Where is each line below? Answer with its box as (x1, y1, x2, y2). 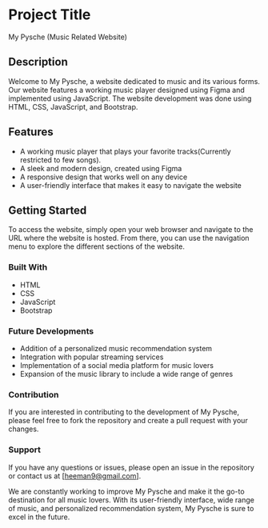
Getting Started (8, 203, 87, 217)
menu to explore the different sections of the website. (8, 242, 186, 251)
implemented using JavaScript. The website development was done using (8, 94, 252, 103)
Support (8, 444, 42, 455)
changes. (8, 424, 39, 434)
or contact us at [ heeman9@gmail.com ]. (8, 470, 142, 481)
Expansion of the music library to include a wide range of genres (19, 369, 234, 378)
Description (8, 55, 68, 69)
